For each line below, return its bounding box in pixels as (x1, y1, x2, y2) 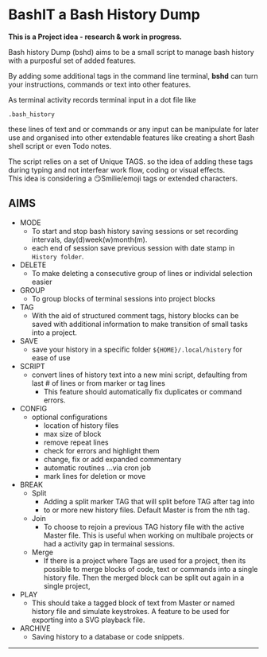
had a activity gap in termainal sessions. (43, 538, 176, 548)
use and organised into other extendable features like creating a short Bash (8, 133, 255, 142)
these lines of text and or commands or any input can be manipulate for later (8, 124, 259, 134)
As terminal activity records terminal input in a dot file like (8, 95, 196, 104)
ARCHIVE (19, 623, 51, 633)
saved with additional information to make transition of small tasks (31, 319, 249, 328)
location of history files (43, 420, 119, 430)
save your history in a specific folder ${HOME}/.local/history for (31, 344, 242, 354)
